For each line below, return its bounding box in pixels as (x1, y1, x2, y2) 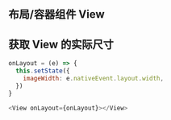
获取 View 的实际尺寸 (8, 37, 115, 51)
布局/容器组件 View (8, 7, 105, 22)
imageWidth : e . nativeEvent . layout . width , (23, 74, 164, 82)
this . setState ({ (15, 67, 70, 75)
